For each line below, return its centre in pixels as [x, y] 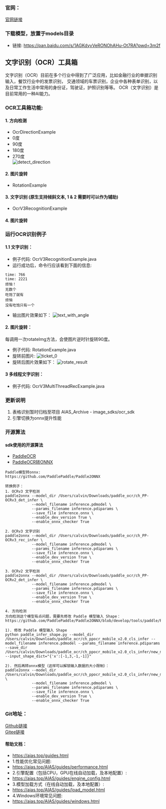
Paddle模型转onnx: [23, 473]
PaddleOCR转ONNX [33, 462]
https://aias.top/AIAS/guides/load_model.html [59, 790]
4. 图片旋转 [17, 220]
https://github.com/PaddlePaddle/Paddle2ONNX [53, 477]
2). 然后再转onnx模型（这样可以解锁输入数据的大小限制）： [57, 666]
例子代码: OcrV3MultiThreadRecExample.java [58, 386]
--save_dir [16, 648]
